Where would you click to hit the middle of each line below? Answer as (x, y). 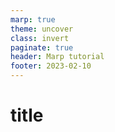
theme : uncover (42, 29)
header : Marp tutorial (57, 57)
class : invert (40, 38)
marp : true (33, 19)
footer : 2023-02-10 (51, 66)
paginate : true (42, 47)
